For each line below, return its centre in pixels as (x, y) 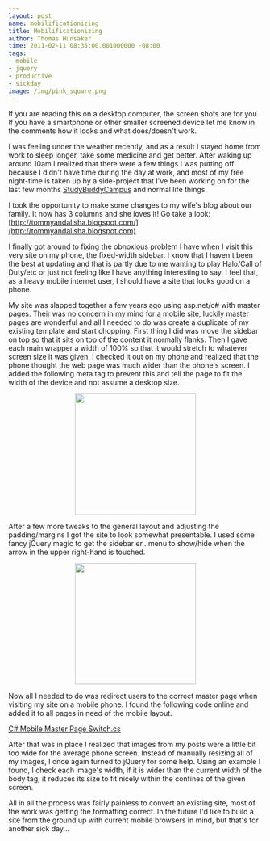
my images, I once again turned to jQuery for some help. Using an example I (135, 762)
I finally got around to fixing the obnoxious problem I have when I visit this (131, 246)
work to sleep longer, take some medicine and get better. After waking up (130, 155)
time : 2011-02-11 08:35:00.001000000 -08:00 (84, 46)
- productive (30, 76)
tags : (17, 53)
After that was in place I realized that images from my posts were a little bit (132, 745)
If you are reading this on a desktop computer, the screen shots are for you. (134, 114)
